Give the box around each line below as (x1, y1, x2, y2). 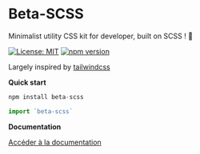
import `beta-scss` (8, 107, 74, 116)
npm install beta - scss (8, 93, 84, 101)
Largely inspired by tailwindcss (8, 61, 110, 72)
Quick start (8, 77, 46, 87)
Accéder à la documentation (8, 137, 102, 147)
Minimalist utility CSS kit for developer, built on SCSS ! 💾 (8, 31, 194, 41)
